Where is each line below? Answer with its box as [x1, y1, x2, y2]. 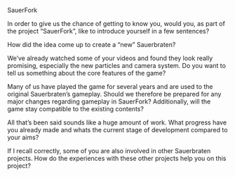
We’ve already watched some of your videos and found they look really [7, 54, 213, 62]
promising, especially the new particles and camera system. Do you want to [7, 62, 227, 69]
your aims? [7, 133, 39, 141]
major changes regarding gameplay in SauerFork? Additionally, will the [7, 97, 211, 106]
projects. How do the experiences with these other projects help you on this [7, 154, 227, 162]
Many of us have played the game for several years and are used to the [7, 83, 213, 90]
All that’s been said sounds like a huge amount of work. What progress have [7, 118, 227, 127]
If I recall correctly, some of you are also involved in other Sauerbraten [7, 147, 211, 155]
